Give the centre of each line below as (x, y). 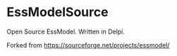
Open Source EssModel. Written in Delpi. (66, 31)
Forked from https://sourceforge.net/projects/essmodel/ (88, 45)
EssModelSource (57, 12)
